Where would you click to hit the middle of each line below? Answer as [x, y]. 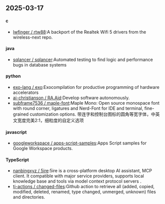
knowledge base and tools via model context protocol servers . [77, 181]
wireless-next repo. [33, 37]
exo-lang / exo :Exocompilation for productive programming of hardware [86, 87]
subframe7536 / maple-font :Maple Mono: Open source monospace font [86, 103]
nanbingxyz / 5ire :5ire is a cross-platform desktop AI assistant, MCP [82, 171]
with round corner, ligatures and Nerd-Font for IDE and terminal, [78, 108]
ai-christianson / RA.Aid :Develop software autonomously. [71, 98]
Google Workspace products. [43, 148]
